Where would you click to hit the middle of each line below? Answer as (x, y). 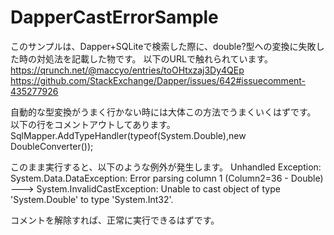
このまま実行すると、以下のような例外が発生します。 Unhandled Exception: (166, 167)
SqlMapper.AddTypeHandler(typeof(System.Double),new (128, 135)
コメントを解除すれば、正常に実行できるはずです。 (115, 220)
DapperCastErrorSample (114, 17)
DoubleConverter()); (52, 146)
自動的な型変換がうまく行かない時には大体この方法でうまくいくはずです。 (163, 112)
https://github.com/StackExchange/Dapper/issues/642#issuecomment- (158, 80)
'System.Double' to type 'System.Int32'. (92, 199)
